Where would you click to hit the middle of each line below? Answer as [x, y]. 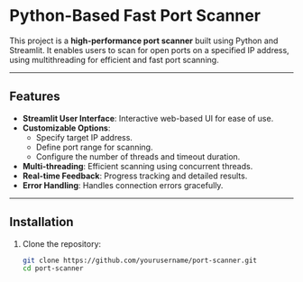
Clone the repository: [62, 243]
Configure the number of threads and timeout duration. [138, 156]
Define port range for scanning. [94, 147]
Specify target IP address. [84, 137]
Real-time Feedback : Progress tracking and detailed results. [135, 176]
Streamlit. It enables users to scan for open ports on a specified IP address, [150, 50]
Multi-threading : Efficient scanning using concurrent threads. [138, 166]
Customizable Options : [66, 128]
